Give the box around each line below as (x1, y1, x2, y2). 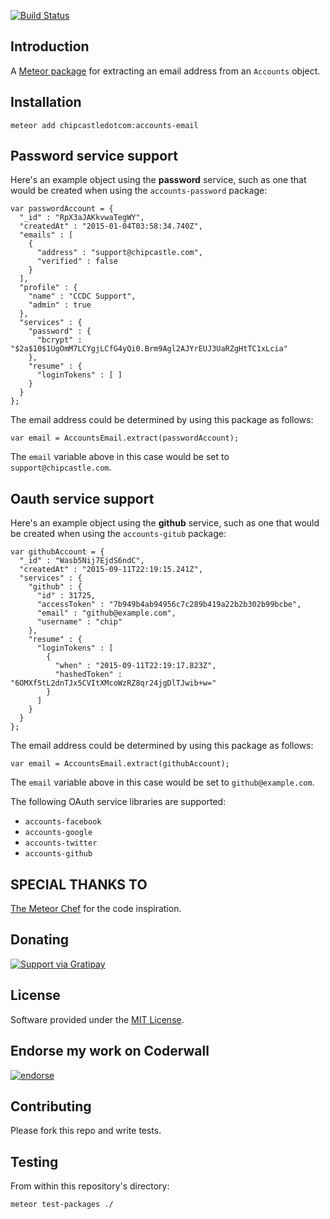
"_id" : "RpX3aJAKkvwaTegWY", (19, 213, 145, 223)
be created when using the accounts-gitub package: (10, 528, 227, 540)
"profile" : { (19, 283, 78, 293)
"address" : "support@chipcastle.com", (36, 248, 203, 258)
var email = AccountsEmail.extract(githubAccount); (10, 759, 230, 769)
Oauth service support (10, 490, 155, 507)
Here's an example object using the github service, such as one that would (10, 517, 320, 529)
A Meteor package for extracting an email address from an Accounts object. (10, 65, 321, 77)
